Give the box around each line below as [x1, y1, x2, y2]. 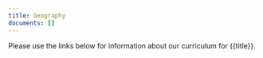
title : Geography [8, 11, 66, 20]
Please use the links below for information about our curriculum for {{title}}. [8, 41, 257, 50]
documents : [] [8, 19, 56, 27]
